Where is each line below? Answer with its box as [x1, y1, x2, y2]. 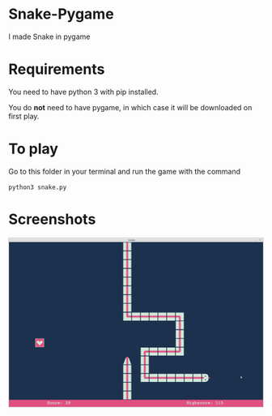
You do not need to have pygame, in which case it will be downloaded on [8, 102, 253, 112]
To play [8, 139, 59, 158]
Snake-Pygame [8, 5, 115, 24]
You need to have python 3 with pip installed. [8, 87, 159, 96]
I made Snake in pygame [8, 32, 91, 41]
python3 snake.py [8, 183, 67, 191]
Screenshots [8, 210, 96, 228]
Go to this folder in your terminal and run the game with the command [8, 166, 241, 176]
